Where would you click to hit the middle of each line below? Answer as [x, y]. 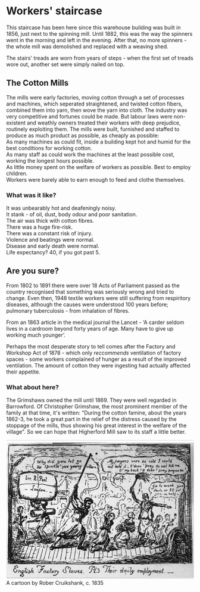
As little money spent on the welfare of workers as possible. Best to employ [99, 167]
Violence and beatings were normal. [51, 240]
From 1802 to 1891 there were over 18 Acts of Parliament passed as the [93, 285]
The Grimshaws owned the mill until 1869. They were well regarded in [91, 400]
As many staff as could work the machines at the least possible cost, [90, 154]
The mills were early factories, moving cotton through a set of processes [95, 97]
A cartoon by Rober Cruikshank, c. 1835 [55, 583]
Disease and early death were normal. [53, 246]
